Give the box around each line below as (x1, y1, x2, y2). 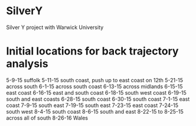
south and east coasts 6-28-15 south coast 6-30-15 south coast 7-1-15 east (6, 95, 190, 102)
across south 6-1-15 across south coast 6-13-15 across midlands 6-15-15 (6, 83, 183, 90)
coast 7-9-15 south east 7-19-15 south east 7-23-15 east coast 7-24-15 (6, 102, 179, 109)
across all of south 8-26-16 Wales (6, 114, 89, 121)
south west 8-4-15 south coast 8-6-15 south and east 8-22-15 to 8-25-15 (6, 108, 184, 115)
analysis (6, 57, 48, 70)
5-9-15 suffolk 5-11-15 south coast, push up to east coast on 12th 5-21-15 (6, 76, 183, 83)
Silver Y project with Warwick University (6, 24, 104, 31)
